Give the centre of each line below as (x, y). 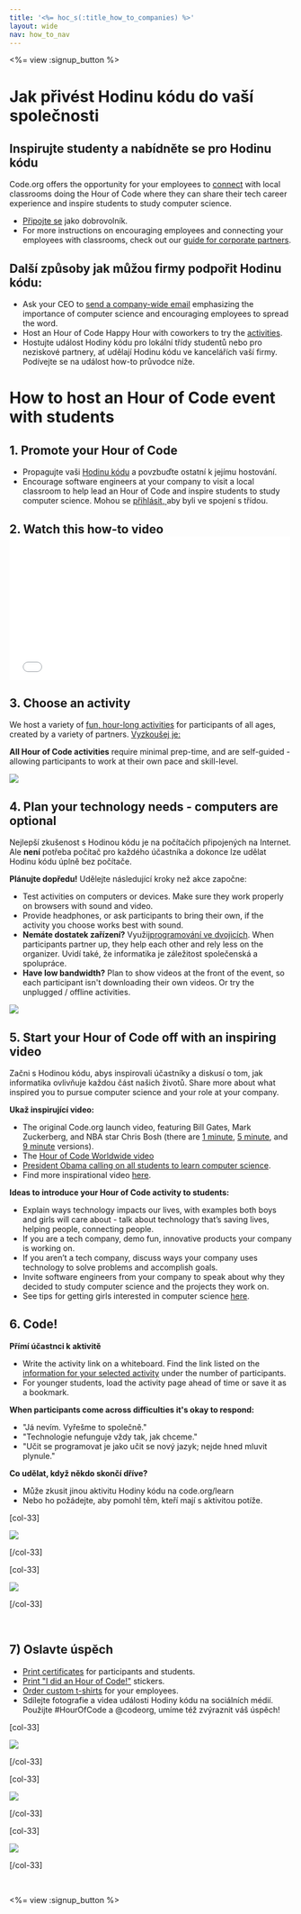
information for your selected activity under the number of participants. (154, 1373)
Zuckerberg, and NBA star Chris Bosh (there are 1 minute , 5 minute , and (155, 1137)
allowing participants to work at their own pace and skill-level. (124, 761)
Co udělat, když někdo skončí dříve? (79, 1473)
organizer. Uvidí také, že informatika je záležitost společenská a (140, 954)
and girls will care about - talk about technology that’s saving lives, (146, 1220)
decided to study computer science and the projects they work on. (146, 1287)
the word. (40, 323)
